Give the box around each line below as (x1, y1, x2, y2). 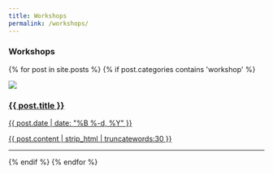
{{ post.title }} (8, 100, 65, 111)
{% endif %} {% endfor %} (8, 157, 98, 167)
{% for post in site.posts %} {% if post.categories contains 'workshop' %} (8, 64, 256, 74)
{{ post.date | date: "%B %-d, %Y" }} (8, 118, 132, 128)
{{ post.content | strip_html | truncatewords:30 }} (8, 134, 172, 144)
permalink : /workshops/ (8, 19, 89, 28)
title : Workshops (8, 11, 67, 20)
